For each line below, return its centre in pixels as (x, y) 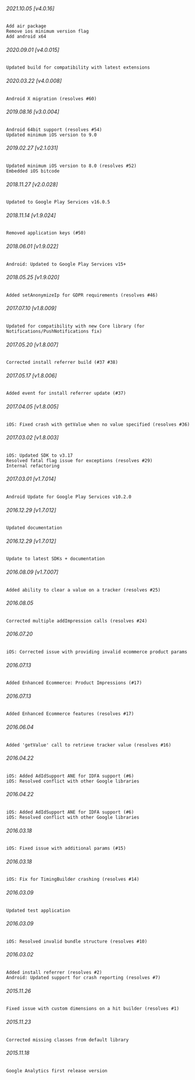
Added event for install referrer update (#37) (66, 394)
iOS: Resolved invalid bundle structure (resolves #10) (77, 941)
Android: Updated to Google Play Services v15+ (66, 264)
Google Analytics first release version (57, 1070)
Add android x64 (26, 37)
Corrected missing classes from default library (67, 1040)
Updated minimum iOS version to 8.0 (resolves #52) (71, 166)
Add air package (26, 26)
